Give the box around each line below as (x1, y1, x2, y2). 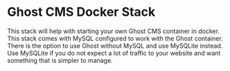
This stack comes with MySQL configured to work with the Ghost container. (7, 34, 223, 42)
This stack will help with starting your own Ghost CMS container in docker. (7, 27, 220, 35)
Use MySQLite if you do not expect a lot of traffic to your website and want (7, 49, 221, 57)
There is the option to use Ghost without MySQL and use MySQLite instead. (7, 41, 223, 50)
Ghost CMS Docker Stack (7, 4, 156, 20)
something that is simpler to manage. (7, 56, 113, 64)
